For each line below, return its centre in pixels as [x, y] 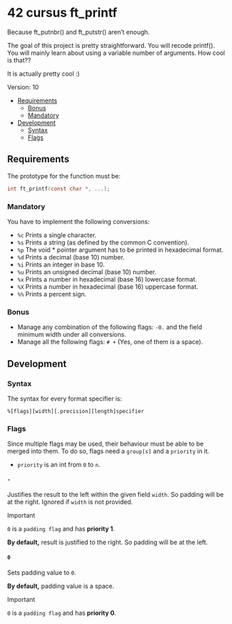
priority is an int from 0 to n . [59, 465]
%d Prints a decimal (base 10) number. [71, 257]
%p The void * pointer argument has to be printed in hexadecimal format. [120, 250]
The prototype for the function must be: [64, 176]
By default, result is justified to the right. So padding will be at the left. [108, 542]
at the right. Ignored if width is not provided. [70, 502]
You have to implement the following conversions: [78, 221]
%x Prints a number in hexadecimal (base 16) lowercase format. [107, 279]
